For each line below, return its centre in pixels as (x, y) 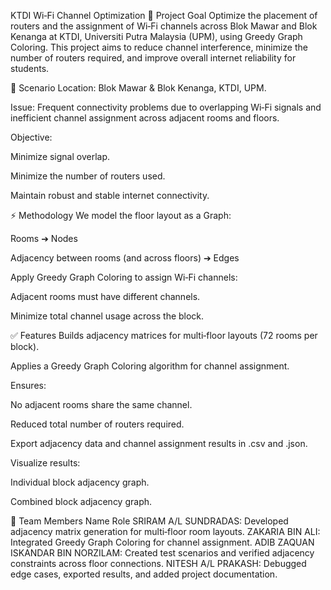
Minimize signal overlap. (60, 156)
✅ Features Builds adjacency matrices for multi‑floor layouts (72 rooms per (164, 335)
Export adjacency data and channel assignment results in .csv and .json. (159, 443)
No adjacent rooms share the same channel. (101, 404)
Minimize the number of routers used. (88, 176)
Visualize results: (45, 463)
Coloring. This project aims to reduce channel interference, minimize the (159, 47)
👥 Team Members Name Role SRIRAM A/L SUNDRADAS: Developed (149, 521)
